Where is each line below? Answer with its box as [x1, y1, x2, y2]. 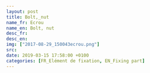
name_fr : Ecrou [6, 19, 44, 25]
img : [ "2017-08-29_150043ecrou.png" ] [6, 42, 100, 48]
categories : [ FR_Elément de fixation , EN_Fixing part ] [6, 58, 145, 64]
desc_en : [6, 36, 28, 42]
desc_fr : [6, 31, 28, 36]
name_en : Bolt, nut [6, 25, 55, 31]
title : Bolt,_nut [6, 14, 49, 20]
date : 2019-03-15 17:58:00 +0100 [6, 52, 89, 58]
